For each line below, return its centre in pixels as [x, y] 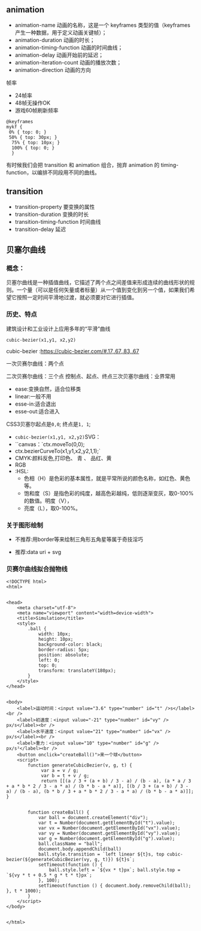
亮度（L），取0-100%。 [52, 508]
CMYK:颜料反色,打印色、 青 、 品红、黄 [63, 458]
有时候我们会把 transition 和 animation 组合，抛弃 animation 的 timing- [92, 165]
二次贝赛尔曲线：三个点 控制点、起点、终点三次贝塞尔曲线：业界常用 [91, 376]
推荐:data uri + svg [38, 552]
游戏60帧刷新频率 [36, 110]
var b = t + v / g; [65, 776]
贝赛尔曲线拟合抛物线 [37, 569]
